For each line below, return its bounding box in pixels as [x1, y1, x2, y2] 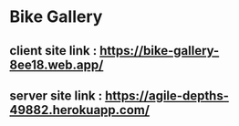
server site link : [9, 88, 103, 103]
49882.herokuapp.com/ [9, 102, 151, 118]
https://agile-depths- [104, 88, 230, 103]
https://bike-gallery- [99, 43, 220, 58]
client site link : [9, 43, 98, 58]
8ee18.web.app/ [9, 57, 104, 72]
